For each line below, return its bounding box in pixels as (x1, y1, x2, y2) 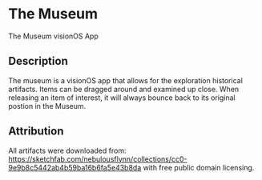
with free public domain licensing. (143, 162, 255, 172)
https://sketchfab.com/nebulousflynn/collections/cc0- (8, 154, 187, 164)
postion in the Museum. (8, 101, 87, 110)
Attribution (8, 125, 64, 138)
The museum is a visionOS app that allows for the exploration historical (8, 75, 243, 85)
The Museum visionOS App (8, 31, 99, 41)
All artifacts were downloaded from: (8, 146, 127, 155)
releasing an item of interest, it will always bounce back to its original (8, 93, 236, 102)
